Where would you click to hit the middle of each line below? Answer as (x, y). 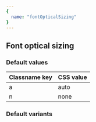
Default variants (29, 114)
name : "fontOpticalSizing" (44, 17)
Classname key (31, 77)
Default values (27, 62)
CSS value (72, 77)
